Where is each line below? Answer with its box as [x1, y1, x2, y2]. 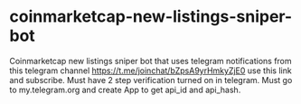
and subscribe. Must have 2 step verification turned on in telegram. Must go [9, 74, 293, 85]
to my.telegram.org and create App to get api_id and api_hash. [9, 84, 241, 95]
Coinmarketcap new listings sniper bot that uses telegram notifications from [9, 55, 292, 66]
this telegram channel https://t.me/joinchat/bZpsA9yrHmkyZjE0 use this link [9, 65, 292, 76]
